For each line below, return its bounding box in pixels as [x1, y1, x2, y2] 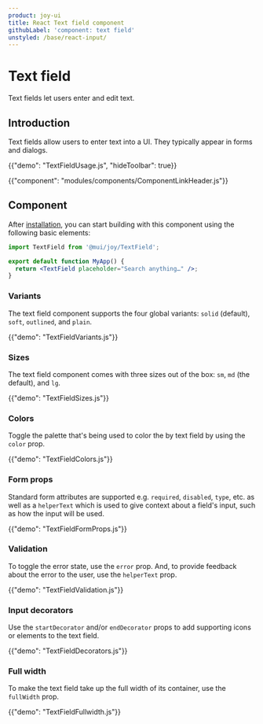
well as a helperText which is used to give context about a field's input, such [8, 501, 256, 510]
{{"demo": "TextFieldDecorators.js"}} [8, 646, 128, 656]
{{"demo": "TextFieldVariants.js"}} [8, 332, 119, 342]
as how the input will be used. [8, 508, 104, 518]
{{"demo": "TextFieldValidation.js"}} [8, 585, 124, 594]
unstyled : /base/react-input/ [8, 33, 108, 42]
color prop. [8, 439, 46, 449]
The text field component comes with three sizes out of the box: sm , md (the [8, 369, 250, 379]
